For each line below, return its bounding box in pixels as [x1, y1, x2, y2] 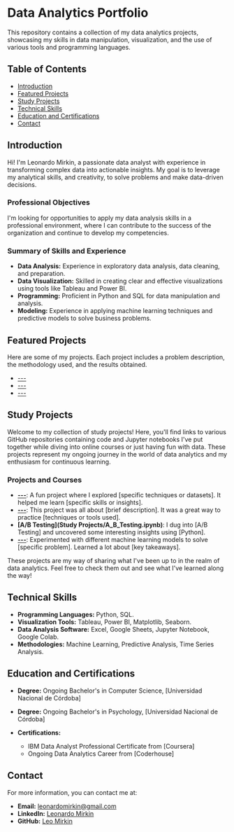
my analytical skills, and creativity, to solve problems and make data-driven [7, 173, 224, 181]
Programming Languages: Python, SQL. [17, 610, 134, 618]
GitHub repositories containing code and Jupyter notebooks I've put [7, 435, 203, 443]
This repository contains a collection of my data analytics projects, [7, 28, 199, 36]
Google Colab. [17, 632, 59, 641]
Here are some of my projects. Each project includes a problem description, [7, 352, 225, 361]
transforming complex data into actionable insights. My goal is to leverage [7, 165, 220, 174]
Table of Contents [7, 63, 87, 75]
